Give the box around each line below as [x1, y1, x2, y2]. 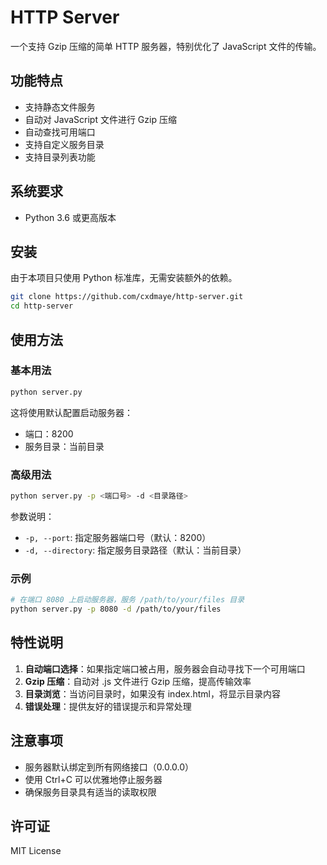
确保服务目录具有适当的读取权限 [24, 786, 157, 798]
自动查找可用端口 [24, 126, 96, 138]
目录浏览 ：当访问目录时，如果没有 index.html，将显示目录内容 [24, 687, 282, 700]
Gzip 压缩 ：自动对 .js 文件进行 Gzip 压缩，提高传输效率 [24, 675, 252, 687]
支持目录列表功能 [24, 151, 96, 163]
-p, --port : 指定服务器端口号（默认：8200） [24, 531, 212, 543]
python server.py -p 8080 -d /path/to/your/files [10, 604, 222, 615]
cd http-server [10, 301, 74, 311]
